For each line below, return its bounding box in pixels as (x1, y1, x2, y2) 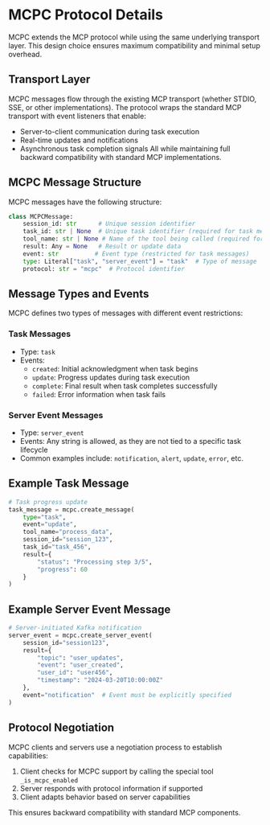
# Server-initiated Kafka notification (8, 624, 142, 632)
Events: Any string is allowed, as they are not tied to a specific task (19, 436, 242, 445)
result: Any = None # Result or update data (22, 243, 182, 251)
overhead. (8, 49, 43, 59)
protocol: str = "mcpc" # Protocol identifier (22, 265, 185, 273)
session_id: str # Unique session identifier (22, 220, 196, 228)
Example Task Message (8, 477, 129, 490)
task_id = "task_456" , (22, 543, 92, 552)
